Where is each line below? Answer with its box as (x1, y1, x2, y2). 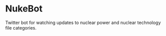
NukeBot (5, 3, 43, 14)
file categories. (5, 24, 37, 30)
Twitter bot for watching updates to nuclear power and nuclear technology (5, 19, 161, 25)
